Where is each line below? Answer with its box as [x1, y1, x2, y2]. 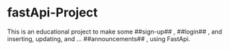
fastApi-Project [7, 5, 98, 21]
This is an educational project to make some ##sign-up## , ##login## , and [7, 27, 223, 36]
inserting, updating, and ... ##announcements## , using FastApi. [7, 34, 190, 42]
